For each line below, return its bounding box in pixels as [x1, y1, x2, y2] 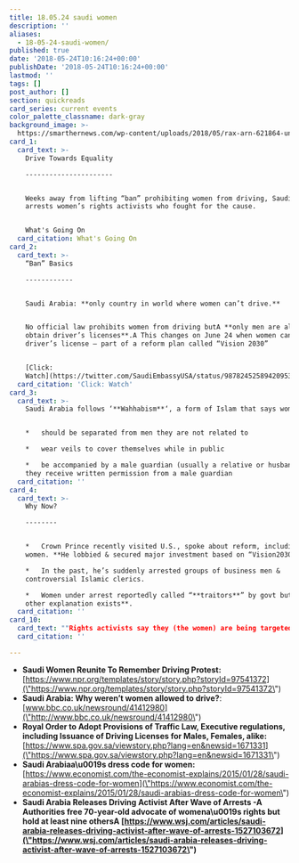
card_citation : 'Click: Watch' [17, 379, 133, 388]
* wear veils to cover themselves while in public [25, 444, 225, 454]
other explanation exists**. [25, 598, 133, 608]
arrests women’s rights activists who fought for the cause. [25, 202, 256, 211]
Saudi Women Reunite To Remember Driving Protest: [21, 664, 222, 675]
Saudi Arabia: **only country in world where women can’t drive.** [25, 299, 280, 308]
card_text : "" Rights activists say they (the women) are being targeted [17, 624, 293, 633]
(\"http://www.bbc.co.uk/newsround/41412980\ [21, 712, 196, 722]
